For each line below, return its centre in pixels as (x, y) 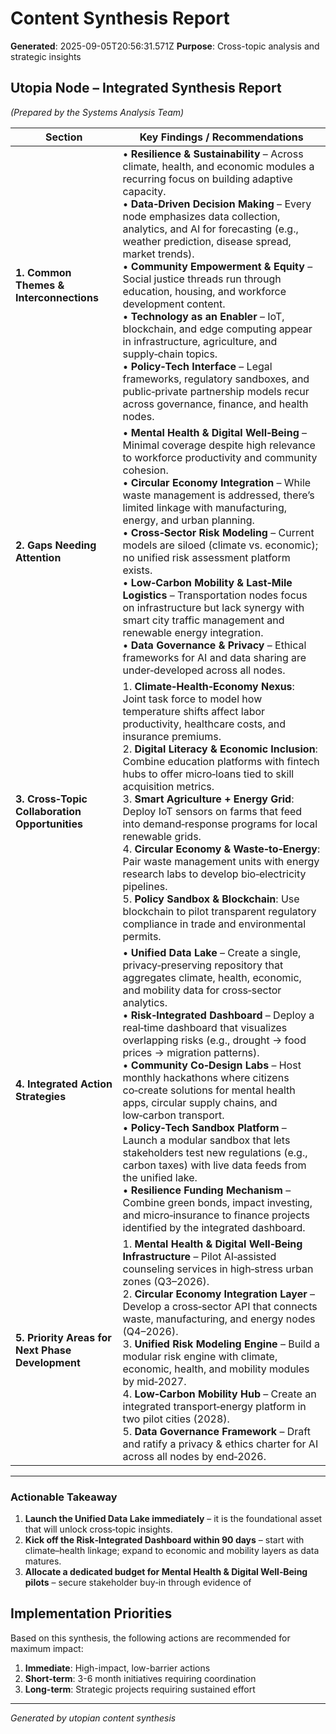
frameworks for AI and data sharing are (214, 657)
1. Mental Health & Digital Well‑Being (212, 1244)
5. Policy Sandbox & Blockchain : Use (211, 899)
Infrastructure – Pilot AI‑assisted (199, 1256)
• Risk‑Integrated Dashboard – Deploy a (218, 1015)
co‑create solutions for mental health (209, 1090)
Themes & (40, 285)
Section (64, 137)
